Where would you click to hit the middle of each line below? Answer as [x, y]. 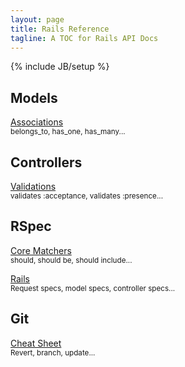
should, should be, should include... [71, 260]
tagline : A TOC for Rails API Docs [84, 38]
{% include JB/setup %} [60, 67]
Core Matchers [41, 250]
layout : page [37, 19]
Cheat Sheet [36, 343]
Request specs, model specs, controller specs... [93, 288]
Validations [33, 186]
